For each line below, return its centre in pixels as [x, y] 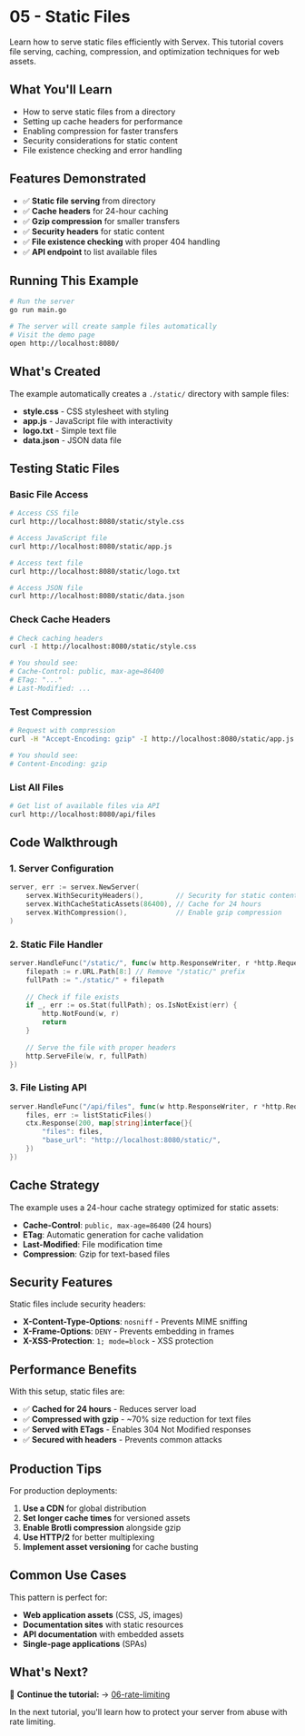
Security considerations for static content [100, 140]
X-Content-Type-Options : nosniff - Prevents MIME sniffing [135, 1322]
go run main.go [38, 311]
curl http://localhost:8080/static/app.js [91, 547]
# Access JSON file [46, 587]
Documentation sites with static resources [103, 1624]
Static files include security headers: [78, 1304]
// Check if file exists [73, 997]
